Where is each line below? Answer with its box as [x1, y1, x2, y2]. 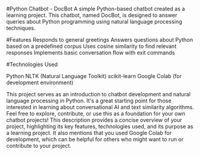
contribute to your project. [6, 142, 71, 149]
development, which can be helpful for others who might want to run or [6, 136, 184, 143]
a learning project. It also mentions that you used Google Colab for [6, 130, 172, 136]
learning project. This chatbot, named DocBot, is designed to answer [6, 12, 178, 19]
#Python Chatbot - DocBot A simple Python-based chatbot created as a [6, 5, 185, 12]
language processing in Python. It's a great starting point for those [6, 97, 172, 104]
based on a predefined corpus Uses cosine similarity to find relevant [6, 42, 177, 50]
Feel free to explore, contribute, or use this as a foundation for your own [6, 110, 185, 117]
